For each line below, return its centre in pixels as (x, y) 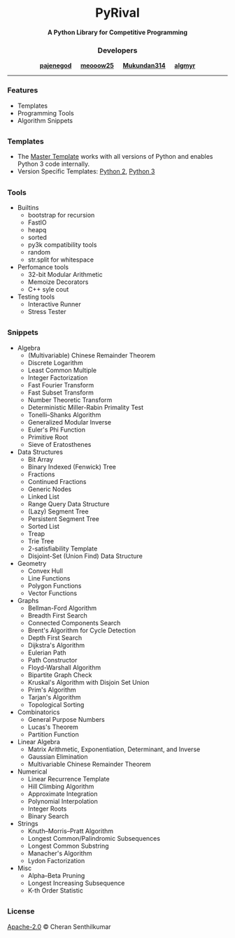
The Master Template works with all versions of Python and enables (115, 157)
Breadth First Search (57, 615)
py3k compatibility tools (62, 245)
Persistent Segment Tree (64, 518)
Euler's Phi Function (57, 429)
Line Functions (49, 578)
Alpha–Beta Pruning (56, 875)
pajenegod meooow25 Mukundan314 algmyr (117, 66)
